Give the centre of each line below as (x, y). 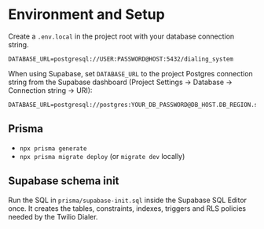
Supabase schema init (64, 181)
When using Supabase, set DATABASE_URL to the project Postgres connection (130, 73)
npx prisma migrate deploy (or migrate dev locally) (102, 156)
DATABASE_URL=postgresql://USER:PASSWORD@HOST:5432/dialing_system (121, 59)
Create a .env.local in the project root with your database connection (121, 36)
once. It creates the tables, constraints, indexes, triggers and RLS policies (127, 208)
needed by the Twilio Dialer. (53, 216)
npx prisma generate (53, 148)
